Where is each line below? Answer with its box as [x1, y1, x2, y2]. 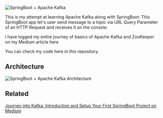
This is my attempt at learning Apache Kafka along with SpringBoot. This [5, 14, 150, 20]
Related [5, 90, 29, 98]
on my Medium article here [5, 39, 59, 45]
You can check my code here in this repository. [5, 49, 99, 54]
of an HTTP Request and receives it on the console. [5, 24, 108, 30]
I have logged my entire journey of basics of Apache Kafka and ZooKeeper [5, 34, 154, 39]
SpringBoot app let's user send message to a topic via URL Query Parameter [5, 20, 158, 25]
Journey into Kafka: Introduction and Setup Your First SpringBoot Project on [5, 102, 157, 108]
